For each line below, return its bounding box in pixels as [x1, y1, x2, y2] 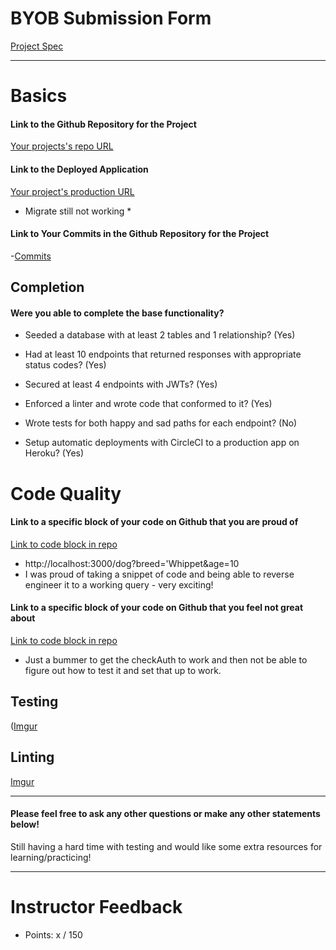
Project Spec [10, 40, 64, 52]
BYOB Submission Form [10, 7, 212, 30]
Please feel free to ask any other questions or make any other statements [10, 808, 321, 820]
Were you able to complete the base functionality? [10, 307, 225, 319]
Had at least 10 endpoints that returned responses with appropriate [24, 348, 302, 361]
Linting [10, 749, 55, 766]
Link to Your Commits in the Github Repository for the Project [10, 228, 270, 240]
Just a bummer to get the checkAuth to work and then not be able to [24, 653, 308, 666]
